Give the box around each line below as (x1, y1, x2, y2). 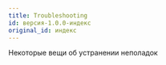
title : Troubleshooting (8, 11, 88, 20)
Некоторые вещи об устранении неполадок (8, 48, 158, 58)
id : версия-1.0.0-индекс (8, 19, 91, 27)
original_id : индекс (8, 26, 78, 34)
